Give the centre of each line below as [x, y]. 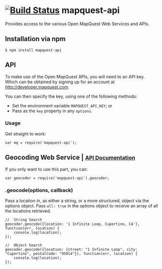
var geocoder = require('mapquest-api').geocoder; [57, 178]
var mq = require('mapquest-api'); [41, 143]
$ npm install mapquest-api [33, 50]
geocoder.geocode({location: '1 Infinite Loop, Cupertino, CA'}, [72, 224]
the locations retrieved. [28, 211]
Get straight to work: [25, 134]
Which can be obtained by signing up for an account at [60, 82]
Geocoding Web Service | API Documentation [70, 157]
